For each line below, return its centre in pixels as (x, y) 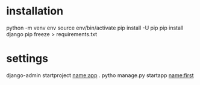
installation (35, 11)
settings (27, 59)
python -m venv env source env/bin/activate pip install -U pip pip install (95, 28)
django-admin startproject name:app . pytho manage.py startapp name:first (100, 75)
